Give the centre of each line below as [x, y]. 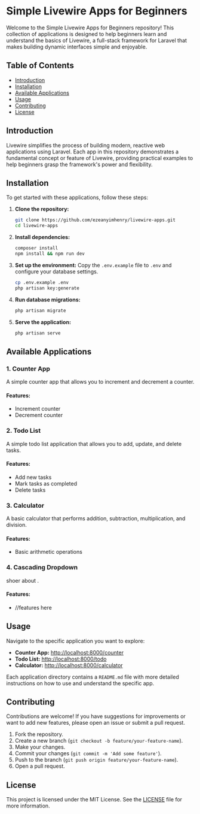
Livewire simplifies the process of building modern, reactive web [86, 145]
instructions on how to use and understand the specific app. [80, 683]
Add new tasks [33, 477]
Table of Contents [40, 66]
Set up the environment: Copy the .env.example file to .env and [93, 265]
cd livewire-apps [36, 226]
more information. [28, 806]
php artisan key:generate [47, 288]
